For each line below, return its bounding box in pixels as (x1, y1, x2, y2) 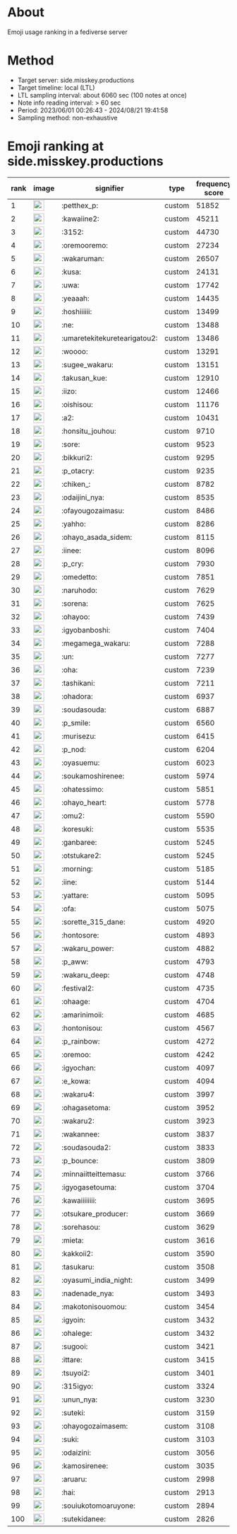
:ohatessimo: (61, 784, 104, 794)
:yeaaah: (61, 293, 90, 303)
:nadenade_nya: (61, 1288, 114, 1298)
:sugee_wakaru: (61, 359, 114, 369)
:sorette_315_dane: (61, 917, 126, 927)
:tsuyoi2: (61, 1368, 90, 1378)
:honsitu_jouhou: (61, 426, 116, 436)
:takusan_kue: (61, 373, 108, 383)
